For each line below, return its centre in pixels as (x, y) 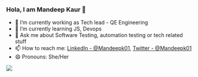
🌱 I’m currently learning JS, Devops (58, 29)
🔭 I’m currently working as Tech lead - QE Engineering (81, 23)
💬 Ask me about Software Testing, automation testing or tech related (99, 35)
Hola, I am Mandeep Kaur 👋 (46, 10)
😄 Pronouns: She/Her (42, 57)
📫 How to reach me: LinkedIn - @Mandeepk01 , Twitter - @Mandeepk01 (103, 48)
